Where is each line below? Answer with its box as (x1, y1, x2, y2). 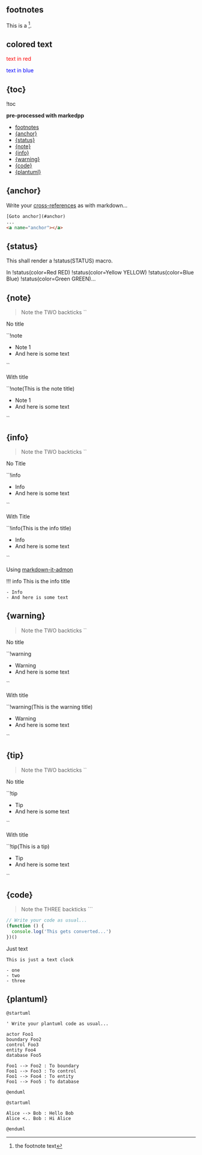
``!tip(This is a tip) (6, 843, 50, 850)
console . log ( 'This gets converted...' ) (11, 929, 112, 935)
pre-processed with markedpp (6, 112, 84, 119)
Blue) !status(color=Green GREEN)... (6, 275, 96, 282)
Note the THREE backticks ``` (20, 906, 93, 913)
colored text (6, 39, 53, 49)
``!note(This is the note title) (6, 385, 75, 392)
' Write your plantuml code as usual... (6, 1020, 109, 1027)
